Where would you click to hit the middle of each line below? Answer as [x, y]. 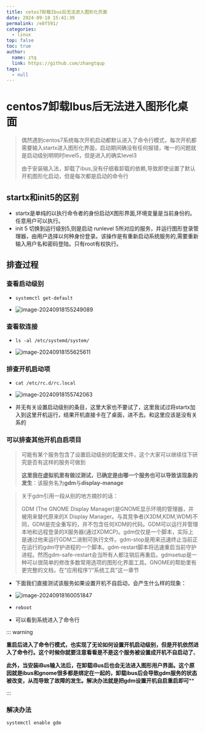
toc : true [19, 47]
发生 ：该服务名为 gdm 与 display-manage [72, 483]
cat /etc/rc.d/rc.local [45, 383]
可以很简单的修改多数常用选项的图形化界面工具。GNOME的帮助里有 [112, 562]
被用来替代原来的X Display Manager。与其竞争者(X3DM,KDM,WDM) [107, 516]
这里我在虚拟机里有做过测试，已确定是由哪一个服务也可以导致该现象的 [110, 475]
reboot [23, 607]
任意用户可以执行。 [39, 221]
